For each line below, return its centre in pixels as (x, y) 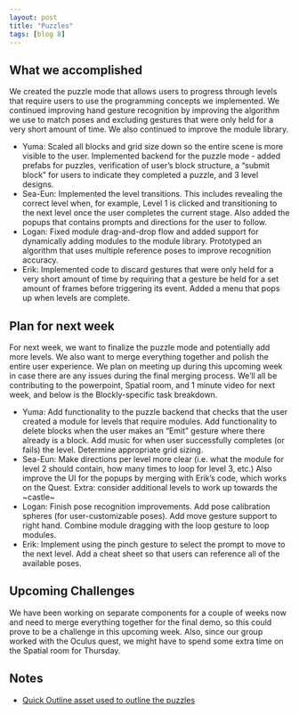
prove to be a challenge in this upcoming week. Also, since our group (136, 631)
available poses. (52, 563)
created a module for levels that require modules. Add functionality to (149, 421)
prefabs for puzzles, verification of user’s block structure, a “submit (146, 166)
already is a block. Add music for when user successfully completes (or (153, 440)
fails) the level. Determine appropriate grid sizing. (113, 450)
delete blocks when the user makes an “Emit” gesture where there (143, 431)
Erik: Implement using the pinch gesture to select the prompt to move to (154, 544)
